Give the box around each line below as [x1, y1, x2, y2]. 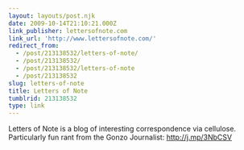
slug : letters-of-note [8, 79, 85, 87]
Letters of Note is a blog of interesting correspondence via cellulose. [8, 124, 236, 134]
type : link [8, 102, 45, 110]
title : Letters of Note [8, 86, 89, 95]
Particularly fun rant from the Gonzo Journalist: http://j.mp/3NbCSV [8, 132, 232, 142]
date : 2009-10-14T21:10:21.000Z [8, 19, 117, 27]
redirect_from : [8, 42, 60, 50]
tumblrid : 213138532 [8, 94, 78, 102]
